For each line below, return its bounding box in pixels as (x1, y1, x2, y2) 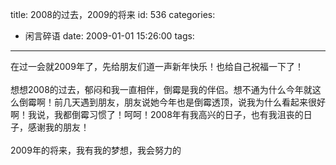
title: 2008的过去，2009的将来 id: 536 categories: (10, 9, 216, 20)
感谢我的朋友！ (27, 121, 90, 133)
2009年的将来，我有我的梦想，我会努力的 (10, 144, 182, 156)
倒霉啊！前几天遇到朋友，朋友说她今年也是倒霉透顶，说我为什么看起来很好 (18, 96, 326, 108)
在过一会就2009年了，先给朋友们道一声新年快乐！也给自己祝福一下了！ (10, 61, 304, 72)
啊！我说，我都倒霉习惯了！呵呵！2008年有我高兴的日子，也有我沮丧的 (10, 109, 304, 120)
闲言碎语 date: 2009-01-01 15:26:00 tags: (24, 30, 195, 42)
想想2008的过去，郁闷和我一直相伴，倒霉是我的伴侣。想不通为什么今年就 (10, 84, 313, 95)
